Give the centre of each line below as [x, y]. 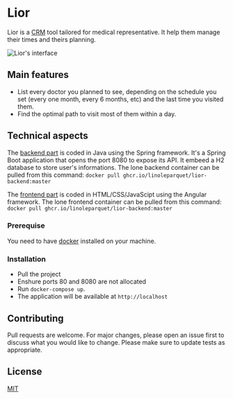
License [25, 371]
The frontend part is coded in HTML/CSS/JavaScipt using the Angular [107, 194]
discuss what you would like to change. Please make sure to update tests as [116, 342]
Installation [27, 259]
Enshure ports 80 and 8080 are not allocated [82, 282]
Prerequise [26, 226]
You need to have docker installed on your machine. [82, 241]
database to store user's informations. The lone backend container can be [113, 167]
